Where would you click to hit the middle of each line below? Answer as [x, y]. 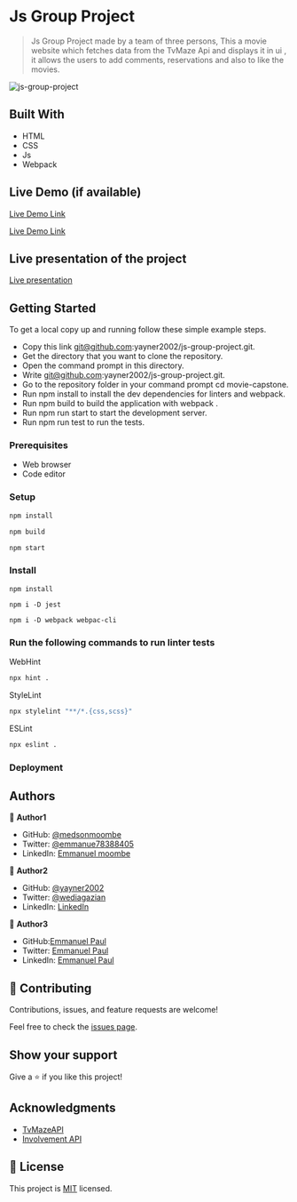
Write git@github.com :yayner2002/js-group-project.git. [124, 375]
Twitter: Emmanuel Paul [65, 951]
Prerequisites [39, 445]
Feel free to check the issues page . [73, 1027]
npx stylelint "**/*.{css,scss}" [71, 711]
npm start [27, 548]
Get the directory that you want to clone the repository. [122, 357]
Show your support [63, 1055]
